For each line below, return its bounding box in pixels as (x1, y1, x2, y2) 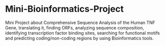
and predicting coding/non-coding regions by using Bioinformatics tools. (5, 35, 154, 41)
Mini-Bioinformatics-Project (5, 3, 124, 15)
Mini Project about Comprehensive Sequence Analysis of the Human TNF (5, 20, 156, 25)
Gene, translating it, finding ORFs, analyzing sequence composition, (5, 24, 144, 30)
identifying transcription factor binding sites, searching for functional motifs (5, 30, 160, 36)
